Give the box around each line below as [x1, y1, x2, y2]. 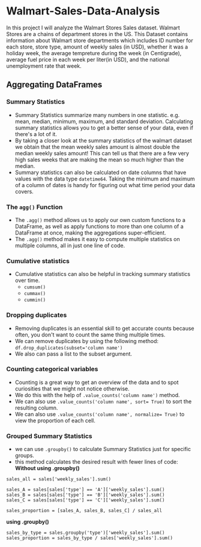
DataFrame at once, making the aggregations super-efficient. [14, 229, 166, 236]
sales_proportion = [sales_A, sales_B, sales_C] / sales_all [6, 508, 163, 514]
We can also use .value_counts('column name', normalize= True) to [14, 410, 185, 417]
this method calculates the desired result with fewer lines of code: [14, 458, 178, 465]
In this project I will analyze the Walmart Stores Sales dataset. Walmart [6, 24, 180, 31]
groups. [14, 452, 35, 459]
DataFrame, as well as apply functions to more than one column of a [14, 223, 184, 230]
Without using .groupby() [14, 465, 80, 472]
